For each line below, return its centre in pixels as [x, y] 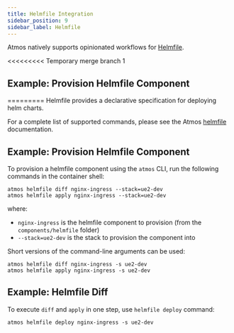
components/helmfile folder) [58, 230]
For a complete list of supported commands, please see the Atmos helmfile [117, 122]
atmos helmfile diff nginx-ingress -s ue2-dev [77, 264]
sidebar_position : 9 [38, 21]
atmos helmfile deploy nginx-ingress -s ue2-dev [80, 322]
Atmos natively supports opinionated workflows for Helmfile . [96, 48]
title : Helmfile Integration [50, 14]
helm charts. [26, 108]
